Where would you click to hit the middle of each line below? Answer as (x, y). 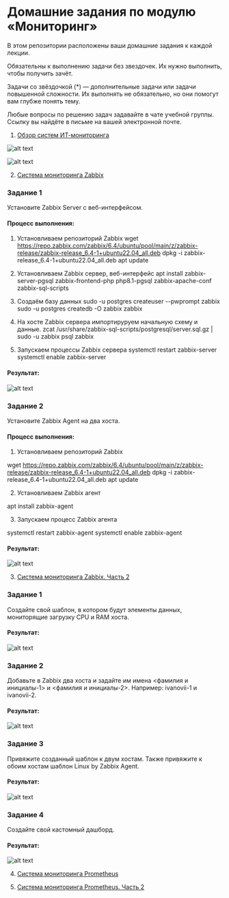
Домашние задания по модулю (102, 12)
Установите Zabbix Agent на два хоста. (64, 421)
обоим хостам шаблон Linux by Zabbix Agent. (73, 766)
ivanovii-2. (22, 695)
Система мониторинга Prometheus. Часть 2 (81, 887)
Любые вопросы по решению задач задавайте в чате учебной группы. (110, 114)
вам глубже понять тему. (44, 101)
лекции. (18, 53)
